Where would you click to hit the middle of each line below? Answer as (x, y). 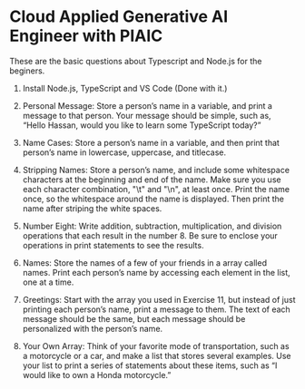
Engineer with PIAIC (86, 36)
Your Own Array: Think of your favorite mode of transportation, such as (156, 345)
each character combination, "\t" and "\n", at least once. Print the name (156, 189)
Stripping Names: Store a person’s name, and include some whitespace (156, 170)
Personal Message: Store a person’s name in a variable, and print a (147, 105)
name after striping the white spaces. (92, 208)
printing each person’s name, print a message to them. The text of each (156, 309)
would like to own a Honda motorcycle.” (97, 374)
